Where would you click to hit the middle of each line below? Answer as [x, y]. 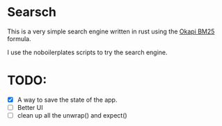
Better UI [30, 107]
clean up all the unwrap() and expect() [72, 115]
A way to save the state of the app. [67, 100]
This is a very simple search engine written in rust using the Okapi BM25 [111, 31]
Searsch [32, 12]
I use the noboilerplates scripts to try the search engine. [88, 52]
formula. [19, 38]
